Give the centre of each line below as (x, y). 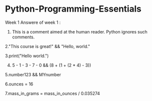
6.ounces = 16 (19, 84)
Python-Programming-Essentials (73, 9)
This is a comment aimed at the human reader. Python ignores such (80, 32)
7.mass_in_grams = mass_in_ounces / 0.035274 (53, 93)
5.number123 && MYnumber (33, 74)
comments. (23, 37)
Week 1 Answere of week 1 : (33, 22)
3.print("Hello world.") (27, 56)
